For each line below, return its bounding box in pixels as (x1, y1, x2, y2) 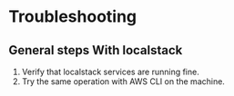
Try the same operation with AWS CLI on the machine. (21, 76, 225, 87)
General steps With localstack (8, 43, 183, 58)
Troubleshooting (8, 6, 137, 27)
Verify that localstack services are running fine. (21, 66, 199, 77)
